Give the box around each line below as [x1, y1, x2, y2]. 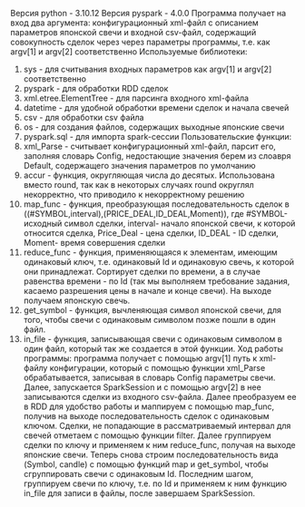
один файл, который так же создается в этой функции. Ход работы [23, 344, 284, 354]
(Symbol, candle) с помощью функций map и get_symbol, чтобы [23, 459, 269, 470]
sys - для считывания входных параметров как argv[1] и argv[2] [23, 63, 272, 74]
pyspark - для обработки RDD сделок [23, 83, 169, 93]
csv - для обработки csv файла [23, 112, 144, 122]
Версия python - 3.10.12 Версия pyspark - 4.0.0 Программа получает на [10, 8, 287, 18]
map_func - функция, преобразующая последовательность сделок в [23, 199, 290, 210]
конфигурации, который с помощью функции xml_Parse [49, 363, 266, 373]
